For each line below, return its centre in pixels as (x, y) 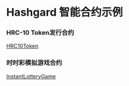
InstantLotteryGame (31, 76)
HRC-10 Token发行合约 (40, 32)
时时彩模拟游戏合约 (34, 63)
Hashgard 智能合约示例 (64, 12)
